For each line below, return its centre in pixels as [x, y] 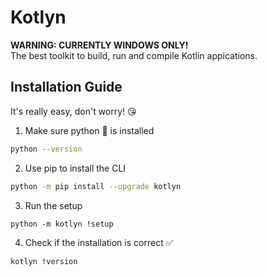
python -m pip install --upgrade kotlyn [96, 186]
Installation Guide [66, 87]
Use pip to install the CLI [75, 168]
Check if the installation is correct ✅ [99, 242]
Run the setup [53, 205]
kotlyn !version [44, 261]
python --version [46, 149]
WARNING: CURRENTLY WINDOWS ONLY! [99, 45]
